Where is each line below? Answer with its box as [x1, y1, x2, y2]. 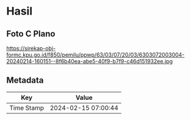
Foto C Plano [6, 29, 56, 39]
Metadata [6, 75, 44, 86]
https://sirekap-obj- [6, 44, 56, 52]
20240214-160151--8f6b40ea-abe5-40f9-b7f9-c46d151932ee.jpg [6, 58, 173, 65]
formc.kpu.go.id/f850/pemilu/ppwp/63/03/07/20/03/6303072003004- [6, 51, 185, 58]
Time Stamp [9, 104, 45, 112]
